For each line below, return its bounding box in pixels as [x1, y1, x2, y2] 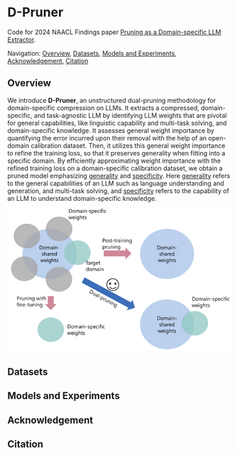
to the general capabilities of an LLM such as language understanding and [7, 179, 225, 187]
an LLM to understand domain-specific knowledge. [7, 194, 158, 202]
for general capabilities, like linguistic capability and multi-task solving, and [7, 119, 227, 127]
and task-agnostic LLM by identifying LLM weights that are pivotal [34, 111, 227, 119]
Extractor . [7, 35, 36, 43]
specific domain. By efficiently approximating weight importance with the [7, 156, 221, 165]
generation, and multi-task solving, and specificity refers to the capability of [7, 186, 229, 195]
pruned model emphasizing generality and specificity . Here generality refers [7, 171, 231, 180]
